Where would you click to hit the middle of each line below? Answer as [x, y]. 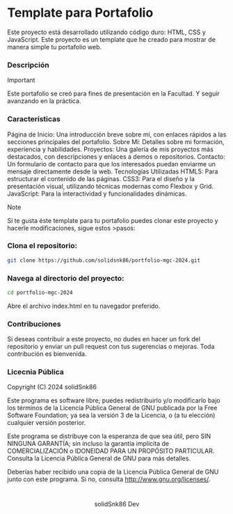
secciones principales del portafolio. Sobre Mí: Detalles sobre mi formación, [116, 141]
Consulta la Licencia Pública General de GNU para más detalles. [99, 458]
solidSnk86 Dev [117, 504]
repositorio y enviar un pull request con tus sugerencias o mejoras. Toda [111, 347]
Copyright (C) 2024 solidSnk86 [52, 387]
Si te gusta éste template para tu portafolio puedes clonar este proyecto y [113, 220]
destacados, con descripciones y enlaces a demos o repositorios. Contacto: [116, 156]
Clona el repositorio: [42, 246]
